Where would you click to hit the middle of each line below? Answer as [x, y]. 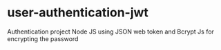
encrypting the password [43, 38]
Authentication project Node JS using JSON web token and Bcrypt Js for [110, 32]
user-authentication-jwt [78, 13]
